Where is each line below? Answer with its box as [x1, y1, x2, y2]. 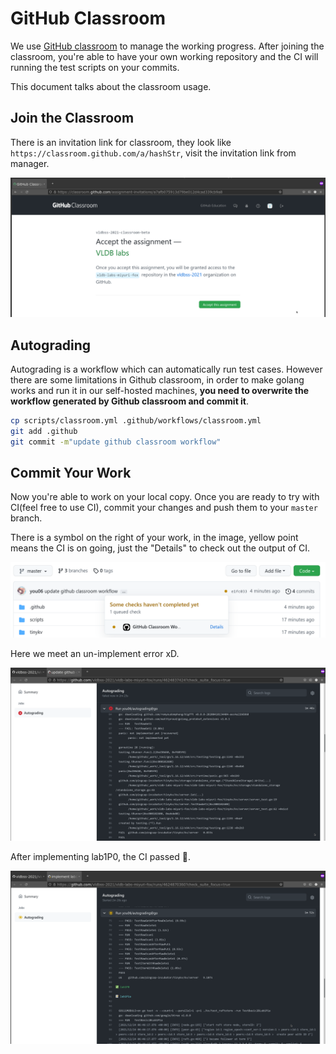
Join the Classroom [10, 110, 135, 127]
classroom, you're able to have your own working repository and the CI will [10, 50, 319, 62]
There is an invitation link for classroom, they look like [10, 136, 232, 148]
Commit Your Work [10, 465, 132, 482]
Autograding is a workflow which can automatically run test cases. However [10, 363, 323, 376]
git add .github [10, 426, 78, 436]
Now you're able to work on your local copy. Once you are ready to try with [10, 491, 320, 503]
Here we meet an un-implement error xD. [10, 647, 180, 659]
